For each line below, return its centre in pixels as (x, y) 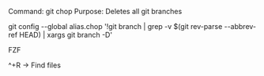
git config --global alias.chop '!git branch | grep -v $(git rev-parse (115, 26)
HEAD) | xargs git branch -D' (66, 35)
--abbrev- (240, 26)
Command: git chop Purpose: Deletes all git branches (95, 11)
